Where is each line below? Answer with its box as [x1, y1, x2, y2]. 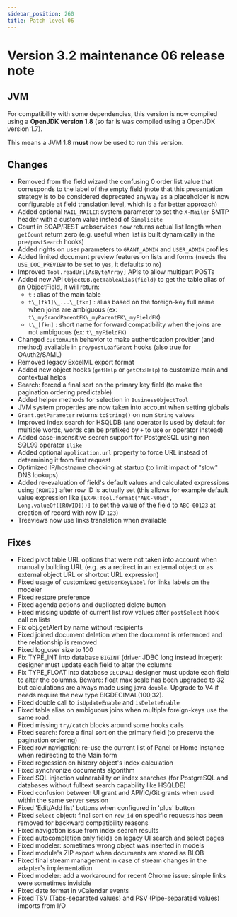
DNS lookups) [17, 471, 59, 479]
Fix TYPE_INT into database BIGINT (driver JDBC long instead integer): [17, 653, 223, 662]
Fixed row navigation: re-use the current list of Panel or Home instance [17, 744, 224, 752]
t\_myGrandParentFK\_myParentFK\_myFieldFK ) [28, 313, 161, 321]
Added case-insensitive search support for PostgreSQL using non [17, 433, 210, 442]
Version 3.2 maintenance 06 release [7, 47, 225, 64]
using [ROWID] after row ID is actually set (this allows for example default [17, 486, 229, 494]
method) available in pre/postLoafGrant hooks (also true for [17, 343, 192, 351]
